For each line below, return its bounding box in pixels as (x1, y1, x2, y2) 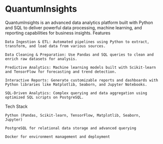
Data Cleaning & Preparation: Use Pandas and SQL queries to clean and (5, 52, 154, 57)
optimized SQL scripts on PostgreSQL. (5, 95, 84, 100)
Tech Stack (5, 103, 28, 109)
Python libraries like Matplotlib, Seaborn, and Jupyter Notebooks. (5, 82, 147, 87)
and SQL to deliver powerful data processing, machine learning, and (5, 24, 143, 30)
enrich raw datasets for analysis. (5, 56, 78, 62)
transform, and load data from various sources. (5, 43, 106, 48)
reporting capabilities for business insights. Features (5, 30, 111, 36)
